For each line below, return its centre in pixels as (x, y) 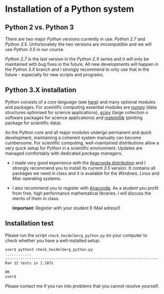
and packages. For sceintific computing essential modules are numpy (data (81, 107)
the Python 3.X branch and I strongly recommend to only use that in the (77, 69)
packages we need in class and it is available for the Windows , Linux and (86, 173)
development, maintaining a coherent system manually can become (73, 137)
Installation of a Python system (70, 9)
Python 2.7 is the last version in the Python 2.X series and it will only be (77, 59)
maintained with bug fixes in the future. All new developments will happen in (82, 64)
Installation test (29, 223)
